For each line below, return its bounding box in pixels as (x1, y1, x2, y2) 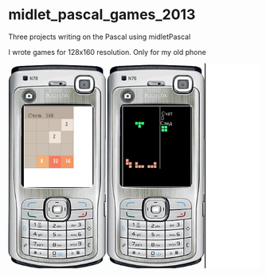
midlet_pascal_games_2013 (8, 6, 196, 24)
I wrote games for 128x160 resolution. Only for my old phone (8, 47, 207, 57)
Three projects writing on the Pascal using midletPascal (8, 32, 191, 41)
